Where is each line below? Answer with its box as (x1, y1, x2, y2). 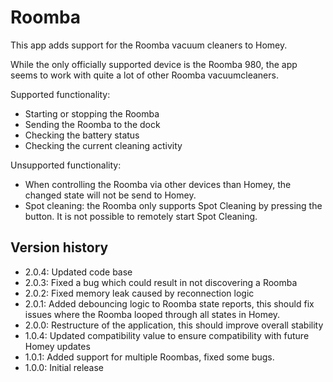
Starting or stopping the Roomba (24, 107, 160, 120)
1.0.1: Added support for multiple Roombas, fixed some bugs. (24, 351, 275, 363)
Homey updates (24, 340, 91, 352)
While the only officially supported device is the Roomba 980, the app (10, 58, 298, 70)
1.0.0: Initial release (24, 361, 105, 373)
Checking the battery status (24, 129, 140, 141)
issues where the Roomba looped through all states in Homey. (24, 308, 281, 320)
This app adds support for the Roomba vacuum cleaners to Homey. (10, 39, 288, 51)
